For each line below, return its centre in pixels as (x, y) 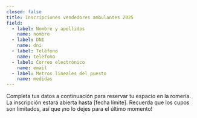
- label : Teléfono (35, 51)
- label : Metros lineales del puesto (59, 73)
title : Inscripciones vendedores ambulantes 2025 (70, 17)
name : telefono (36, 57)
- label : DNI (28, 40)
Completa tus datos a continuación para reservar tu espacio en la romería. (99, 96)
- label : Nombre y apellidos (48, 29)
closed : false (24, 12)
